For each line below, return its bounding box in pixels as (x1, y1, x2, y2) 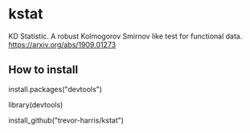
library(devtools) (8, 99, 64, 109)
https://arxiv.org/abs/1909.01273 (8, 39, 117, 49)
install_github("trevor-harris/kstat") (8, 115, 125, 125)
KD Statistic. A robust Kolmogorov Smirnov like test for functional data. (8, 31, 243, 41)
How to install (8, 63, 79, 77)
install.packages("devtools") (8, 84, 103, 94)
